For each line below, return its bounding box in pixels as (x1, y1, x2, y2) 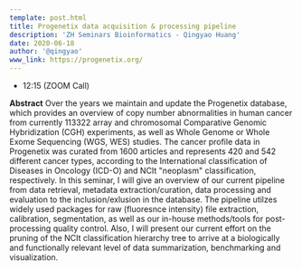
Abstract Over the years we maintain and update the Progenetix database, (9, 98, 288, 109)
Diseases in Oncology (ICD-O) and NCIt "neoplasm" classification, (9, 165, 257, 176)
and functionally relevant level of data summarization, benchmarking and (9, 242, 281, 253)
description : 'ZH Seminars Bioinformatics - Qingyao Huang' (9, 30, 241, 39)
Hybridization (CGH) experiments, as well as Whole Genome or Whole (9, 127, 270, 137)
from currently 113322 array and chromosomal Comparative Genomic (9, 117, 268, 128)
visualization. (9, 252, 59, 263)
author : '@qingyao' (9, 47, 83, 56)
